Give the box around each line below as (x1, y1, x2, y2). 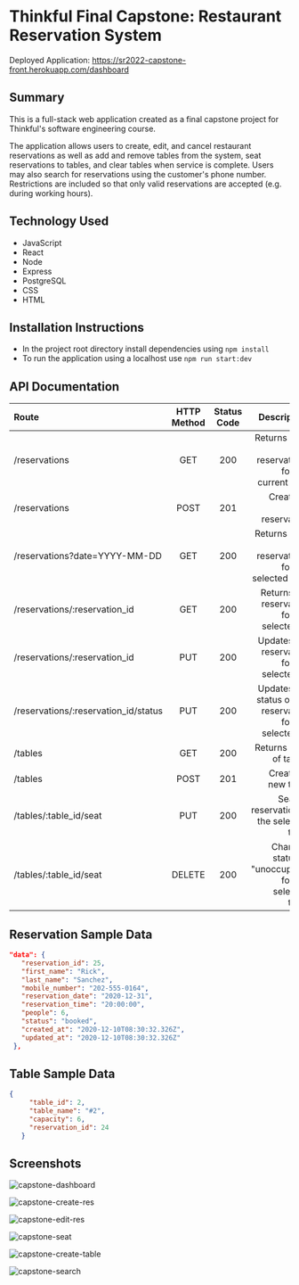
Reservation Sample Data (9, 927, 153, 942)
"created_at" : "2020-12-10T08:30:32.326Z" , (20, 1025, 185, 1034)
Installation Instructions (9, 319, 145, 335)
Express (21, 266, 53, 276)
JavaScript (21, 237, 62, 248)
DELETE (172, 869, 206, 881)
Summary (9, 90, 65, 105)
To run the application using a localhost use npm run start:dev (21, 353, 253, 364)
